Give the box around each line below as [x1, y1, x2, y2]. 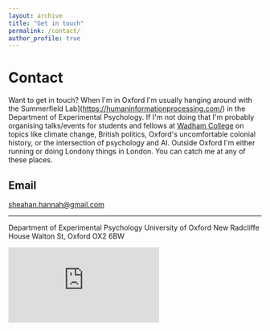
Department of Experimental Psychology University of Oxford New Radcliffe [8, 223, 260, 232]
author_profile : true [8, 34, 81, 43]
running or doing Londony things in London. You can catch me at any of [8, 146, 247, 157]
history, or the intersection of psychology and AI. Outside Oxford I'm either [8, 138, 256, 148]
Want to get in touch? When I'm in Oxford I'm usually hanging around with [8, 96, 253, 105]
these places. [8, 155, 53, 165]
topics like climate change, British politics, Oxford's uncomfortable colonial [8, 129, 256, 139]
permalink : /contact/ [8, 27, 81, 35]
